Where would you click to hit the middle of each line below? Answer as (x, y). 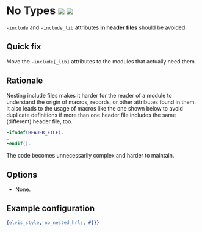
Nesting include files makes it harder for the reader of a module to (89, 95)
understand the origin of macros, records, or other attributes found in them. (101, 102)
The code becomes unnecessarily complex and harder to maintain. (90, 156)
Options (22, 175)
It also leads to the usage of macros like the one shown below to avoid (95, 108)
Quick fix (24, 47)
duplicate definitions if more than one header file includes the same (91, 115)
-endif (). (19, 144)
